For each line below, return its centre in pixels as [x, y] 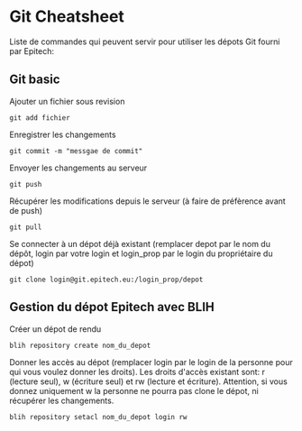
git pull [26, 227]
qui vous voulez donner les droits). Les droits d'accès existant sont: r [137, 371]
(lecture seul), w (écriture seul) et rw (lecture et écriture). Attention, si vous [149, 381]
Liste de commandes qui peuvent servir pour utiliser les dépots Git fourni [145, 41]
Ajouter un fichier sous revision [67, 101]
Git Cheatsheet [67, 17]
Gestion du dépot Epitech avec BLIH [112, 307]
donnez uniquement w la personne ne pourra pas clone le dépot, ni [134, 390]
